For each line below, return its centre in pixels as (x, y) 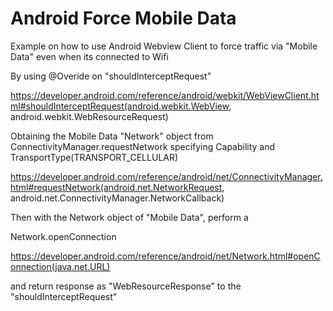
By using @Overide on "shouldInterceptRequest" (111, 76)
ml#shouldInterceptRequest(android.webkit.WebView (120, 106)
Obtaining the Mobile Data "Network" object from (112, 136)
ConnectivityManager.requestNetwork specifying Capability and (143, 146)
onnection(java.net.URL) (60, 266)
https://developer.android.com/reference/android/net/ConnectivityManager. (166, 176)
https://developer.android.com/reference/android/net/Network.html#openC (165, 256)
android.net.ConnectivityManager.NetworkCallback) (117, 198)
